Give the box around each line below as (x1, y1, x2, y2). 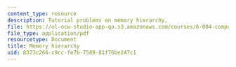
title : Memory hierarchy (7, 43, 80, 50)
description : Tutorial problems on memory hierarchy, (7, 17, 169, 24)
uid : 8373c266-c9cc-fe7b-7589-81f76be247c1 (7, 50, 137, 57)
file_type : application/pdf (7, 29, 90, 37)
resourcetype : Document (7, 36, 77, 43)
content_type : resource (7, 10, 77, 17)
